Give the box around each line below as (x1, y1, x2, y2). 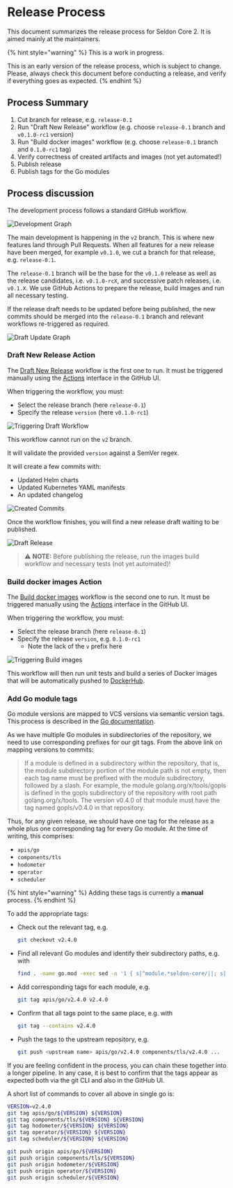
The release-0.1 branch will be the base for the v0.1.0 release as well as (7, 269, 217, 277)
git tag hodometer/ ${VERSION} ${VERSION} (7, 1122, 129, 1129)
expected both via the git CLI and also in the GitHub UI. (7, 1076, 165, 1084)
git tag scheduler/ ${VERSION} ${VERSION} (7, 1136, 129, 1143)
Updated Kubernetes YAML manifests (17, 483, 125, 491)
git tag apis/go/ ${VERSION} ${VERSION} (7, 1109, 123, 1117)
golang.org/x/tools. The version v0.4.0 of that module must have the (24, 796, 220, 805)
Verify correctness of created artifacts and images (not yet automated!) (17, 152, 223, 161)
